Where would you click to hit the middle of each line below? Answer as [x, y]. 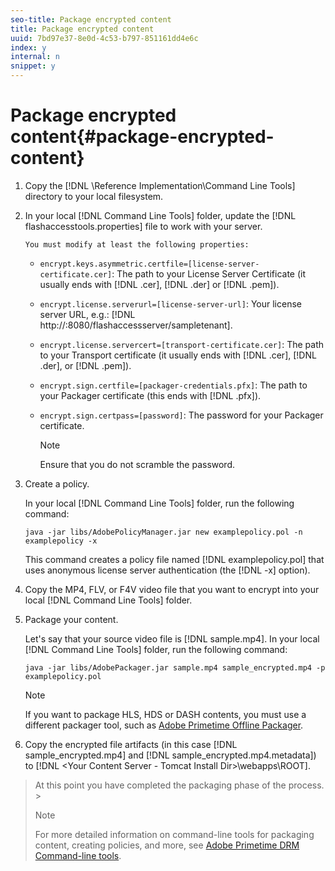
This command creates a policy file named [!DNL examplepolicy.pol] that [174, 559]
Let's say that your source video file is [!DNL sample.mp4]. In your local [172, 638]
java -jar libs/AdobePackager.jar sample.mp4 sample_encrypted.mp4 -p [175, 667]
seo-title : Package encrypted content [91, 19]
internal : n [35, 57]
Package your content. [71, 619]
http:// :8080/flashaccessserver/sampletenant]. [136, 325]
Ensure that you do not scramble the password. [137, 464]
